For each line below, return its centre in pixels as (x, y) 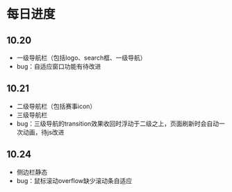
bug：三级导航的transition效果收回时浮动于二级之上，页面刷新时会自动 (118, 123)
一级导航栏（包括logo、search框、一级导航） (81, 58)
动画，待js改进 (43, 132)
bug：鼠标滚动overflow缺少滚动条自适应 (74, 180)
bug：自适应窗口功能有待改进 (59, 66)
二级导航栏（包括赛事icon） (56, 106)
